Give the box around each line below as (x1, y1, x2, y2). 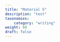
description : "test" (5, 12, 47, 16)
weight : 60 (5, 25, 27, 30)
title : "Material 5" (5, 7, 47, 12)
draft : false (5, 29, 32, 34)
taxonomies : (5, 16, 29, 21)
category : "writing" (14, 20, 56, 26)
